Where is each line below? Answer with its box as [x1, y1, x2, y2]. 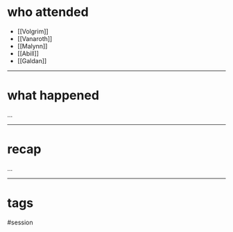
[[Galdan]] [17, 56, 47, 65]
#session [7, 218, 33, 226]
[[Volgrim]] [17, 27, 49, 35]
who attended [7, 4, 89, 20]
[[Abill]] [17, 49, 40, 58]
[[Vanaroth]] [17, 34, 53, 42]
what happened [7, 88, 99, 103]
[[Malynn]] [17, 42, 48, 50]
